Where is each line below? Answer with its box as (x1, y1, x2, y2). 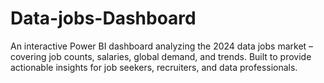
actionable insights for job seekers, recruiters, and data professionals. (10, 61, 298, 73)
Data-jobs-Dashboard (10, 7, 197, 30)
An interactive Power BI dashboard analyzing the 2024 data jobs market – (10, 40, 314, 52)
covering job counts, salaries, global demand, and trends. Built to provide (10, 50, 312, 62)
